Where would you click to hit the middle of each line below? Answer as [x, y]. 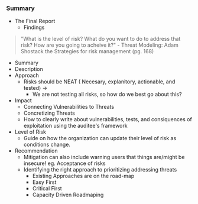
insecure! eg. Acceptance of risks [65, 163]
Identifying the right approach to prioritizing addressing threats [100, 170]
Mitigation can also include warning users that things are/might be [104, 157]
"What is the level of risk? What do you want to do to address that [100, 39]
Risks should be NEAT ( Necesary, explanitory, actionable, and [99, 82]
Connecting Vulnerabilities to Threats [69, 107]
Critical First [47, 189]
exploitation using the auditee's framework [76, 126]
